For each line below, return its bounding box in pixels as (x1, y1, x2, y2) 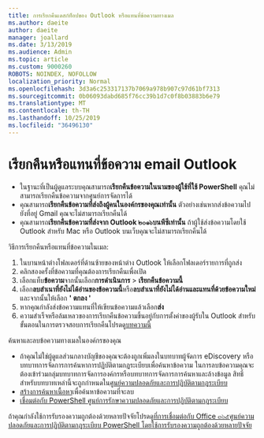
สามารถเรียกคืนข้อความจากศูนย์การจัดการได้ (19, 191, 132, 200)
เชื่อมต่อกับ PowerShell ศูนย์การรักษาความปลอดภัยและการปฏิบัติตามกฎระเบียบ (19, 395, 229, 405)
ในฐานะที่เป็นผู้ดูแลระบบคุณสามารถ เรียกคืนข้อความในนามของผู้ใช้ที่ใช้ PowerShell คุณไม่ (19, 182, 255, 191)
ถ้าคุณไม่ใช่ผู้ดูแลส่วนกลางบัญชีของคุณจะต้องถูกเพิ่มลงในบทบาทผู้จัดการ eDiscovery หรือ (19, 351, 254, 361)
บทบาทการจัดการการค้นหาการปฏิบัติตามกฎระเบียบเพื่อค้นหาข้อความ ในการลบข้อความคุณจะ (19, 360, 255, 369)
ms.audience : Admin (8, 48, 73, 56)
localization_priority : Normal (8, 77, 111, 85)
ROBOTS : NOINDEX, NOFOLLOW (8, 70, 97, 78)
